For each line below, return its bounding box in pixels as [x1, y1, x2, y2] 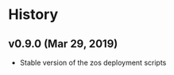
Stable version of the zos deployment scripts [19, 58, 167, 67]
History [8, 6, 59, 24]
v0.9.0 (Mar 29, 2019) [8, 37, 118, 51]
